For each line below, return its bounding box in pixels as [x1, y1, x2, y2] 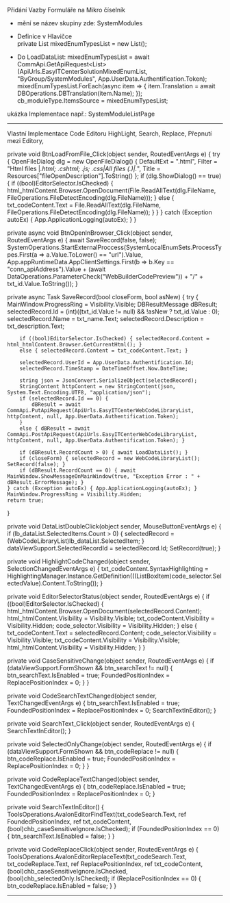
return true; [7, 497, 44, 504]
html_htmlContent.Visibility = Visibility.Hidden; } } [7, 644, 146, 651]
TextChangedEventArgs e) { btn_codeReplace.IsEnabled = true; [7, 783, 186, 790]
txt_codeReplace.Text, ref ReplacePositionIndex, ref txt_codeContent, [7, 860, 203, 868]
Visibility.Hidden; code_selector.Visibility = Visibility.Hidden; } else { [7, 622, 197, 629]
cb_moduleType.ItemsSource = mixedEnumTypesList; [16, 97, 168, 105]
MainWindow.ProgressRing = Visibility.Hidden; [7, 491, 142, 498]
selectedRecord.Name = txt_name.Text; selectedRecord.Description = [7, 315, 204, 322]
